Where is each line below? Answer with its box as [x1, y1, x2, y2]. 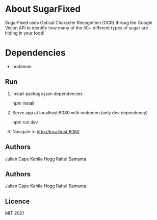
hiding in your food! [5, 30, 45, 36]
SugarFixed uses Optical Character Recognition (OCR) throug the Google [5, 20, 153, 25]
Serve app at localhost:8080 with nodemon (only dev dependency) [12, 109, 148, 116]
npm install [12, 100, 35, 106]
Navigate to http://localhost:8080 [12, 128, 79, 134]
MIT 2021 [5, 210, 24, 216]
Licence [5, 197, 30, 205]
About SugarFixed [5, 3, 81, 15]
